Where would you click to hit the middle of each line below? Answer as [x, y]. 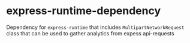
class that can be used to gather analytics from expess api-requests [91, 33]
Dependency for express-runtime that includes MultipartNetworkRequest [95, 27]
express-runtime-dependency [83, 11]
